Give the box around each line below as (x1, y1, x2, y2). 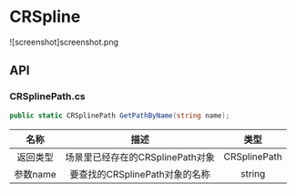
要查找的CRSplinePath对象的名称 (69, 168, 211, 180)
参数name (14, 168, 56, 180)
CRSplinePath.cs (9, 90, 87, 103)
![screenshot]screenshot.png (9, 36, 119, 47)
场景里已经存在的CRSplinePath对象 (65, 150, 216, 163)
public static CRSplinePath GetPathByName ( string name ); (9, 111, 230, 120)
